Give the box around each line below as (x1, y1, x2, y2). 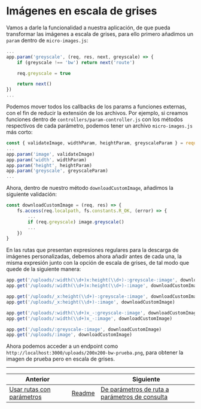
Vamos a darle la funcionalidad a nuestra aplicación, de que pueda (6, 24, 170, 31)
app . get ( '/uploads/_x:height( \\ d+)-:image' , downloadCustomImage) (6, 299, 175, 305)
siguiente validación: (6, 190, 57, 198)
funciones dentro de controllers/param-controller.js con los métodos (6, 116, 184, 123)
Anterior (25, 375, 50, 384)
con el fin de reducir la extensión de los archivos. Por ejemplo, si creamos (6, 110, 188, 117)
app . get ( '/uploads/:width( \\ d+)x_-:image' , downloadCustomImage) (6, 316, 172, 322)
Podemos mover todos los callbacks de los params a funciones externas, (6, 103, 187, 110)
